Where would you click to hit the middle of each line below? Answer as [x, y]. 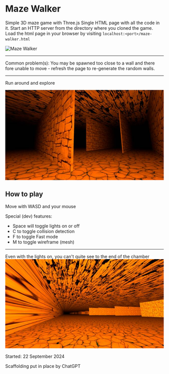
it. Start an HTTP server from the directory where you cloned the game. [79, 28]
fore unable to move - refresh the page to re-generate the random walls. [80, 68]
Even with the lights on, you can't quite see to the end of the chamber [77, 256]
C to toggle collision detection [44, 231]
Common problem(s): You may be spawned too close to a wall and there [80, 63]
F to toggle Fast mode [35, 236]
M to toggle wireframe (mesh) [43, 242]
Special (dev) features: [29, 216]
